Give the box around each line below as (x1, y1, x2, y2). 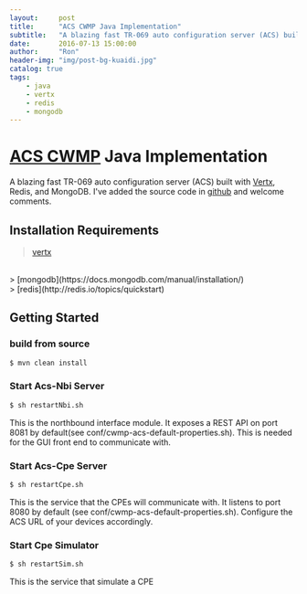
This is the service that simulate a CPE (9, 577, 153, 588)
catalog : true (9, 65, 64, 74)
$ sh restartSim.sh (9, 559, 84, 569)
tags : (9, 73, 30, 82)
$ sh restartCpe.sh (9, 481, 84, 490)
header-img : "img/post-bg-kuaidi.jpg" (9, 56, 157, 65)
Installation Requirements (9, 222, 160, 238)
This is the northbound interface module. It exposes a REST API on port (9, 417, 279, 428)
